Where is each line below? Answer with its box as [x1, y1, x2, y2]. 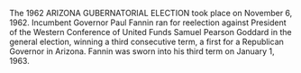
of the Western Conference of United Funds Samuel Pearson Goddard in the [9, 27, 292, 37]
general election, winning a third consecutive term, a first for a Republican [9, 36, 284, 47]
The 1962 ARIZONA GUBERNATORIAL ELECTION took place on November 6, [9, 8, 293, 18]
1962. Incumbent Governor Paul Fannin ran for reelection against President [9, 17, 287, 28]
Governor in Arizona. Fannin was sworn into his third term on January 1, [9, 46, 275, 57]
